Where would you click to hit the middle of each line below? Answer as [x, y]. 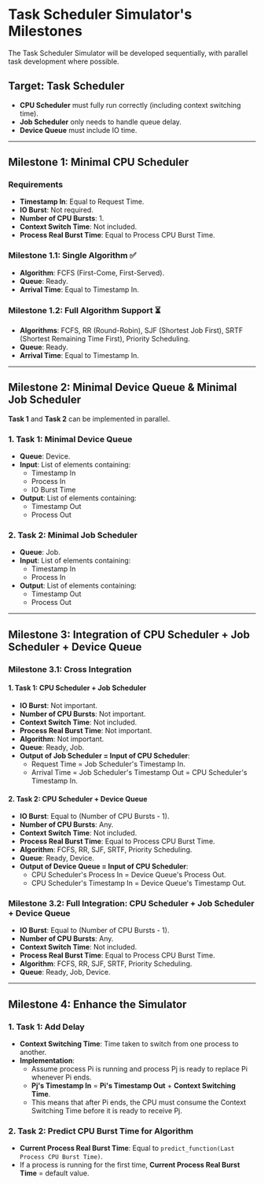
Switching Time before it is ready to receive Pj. [107, 1111]
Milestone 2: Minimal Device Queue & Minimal [123, 387]
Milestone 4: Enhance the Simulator [97, 1004]
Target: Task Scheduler [66, 86]
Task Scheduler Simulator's [100, 15]
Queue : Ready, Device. [57, 858]
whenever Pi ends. [61, 1077]
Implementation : [47, 1060]
